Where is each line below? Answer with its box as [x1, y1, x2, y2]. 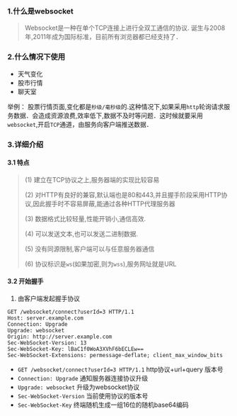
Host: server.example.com [7, 314, 83, 322]
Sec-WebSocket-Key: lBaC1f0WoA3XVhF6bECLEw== [7, 345, 144, 352]
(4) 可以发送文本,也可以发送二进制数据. [24, 229, 139, 238]
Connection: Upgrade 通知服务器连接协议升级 [17, 373, 149, 382]
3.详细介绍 [7, 140, 44, 150]
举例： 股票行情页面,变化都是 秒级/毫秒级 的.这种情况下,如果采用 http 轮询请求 [7, 102, 224, 111]
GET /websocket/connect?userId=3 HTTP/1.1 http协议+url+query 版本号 [17, 365, 224, 373]
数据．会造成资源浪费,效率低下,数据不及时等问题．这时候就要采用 [13, 111, 204, 120]
